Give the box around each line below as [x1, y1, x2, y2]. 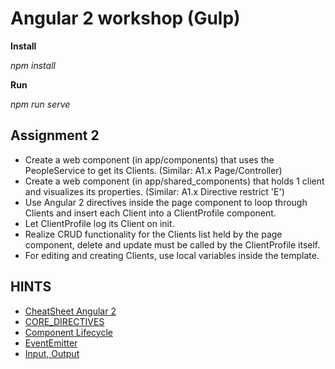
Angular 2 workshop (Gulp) [10, 7, 241, 30]
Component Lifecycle [24, 326, 113, 338]
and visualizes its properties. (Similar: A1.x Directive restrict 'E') [24, 185, 285, 197]
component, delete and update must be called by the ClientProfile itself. [24, 238, 321, 251]
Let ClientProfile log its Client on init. [24, 217, 175, 229]
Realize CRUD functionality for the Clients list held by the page [24, 228, 283, 240]
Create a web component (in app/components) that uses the [24, 153, 275, 166]
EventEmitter [24, 337, 78, 349]
